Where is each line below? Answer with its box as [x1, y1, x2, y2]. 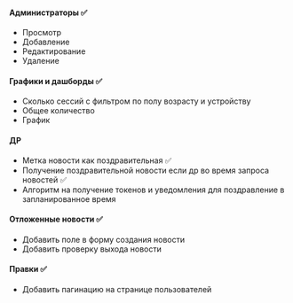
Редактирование [21, 46, 86, 57]
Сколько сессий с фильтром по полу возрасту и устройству [21, 96, 251, 106]
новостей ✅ [21, 174, 67, 185]
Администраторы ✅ [9, 7, 88, 18]
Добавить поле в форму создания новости [21, 234, 186, 245]
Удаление [21, 56, 59, 66]
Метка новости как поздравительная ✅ [21, 155, 172, 166]
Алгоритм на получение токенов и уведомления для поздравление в [21, 184, 285, 195]
